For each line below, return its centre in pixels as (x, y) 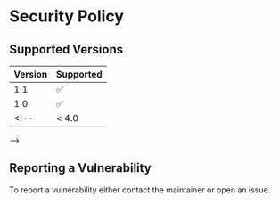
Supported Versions (66, 49)
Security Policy (67, 16)
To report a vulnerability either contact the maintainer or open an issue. (140, 190)
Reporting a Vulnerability (80, 168)
